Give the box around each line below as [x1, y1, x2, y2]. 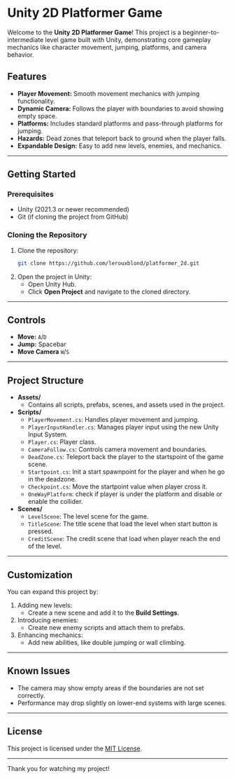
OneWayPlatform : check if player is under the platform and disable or [27, 490, 222, 498]
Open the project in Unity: [17, 272, 92, 281]
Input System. [27, 430, 69, 439]
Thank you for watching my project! [7, 764, 110, 772]
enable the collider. [27, 498, 83, 506]
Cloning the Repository [7, 230, 87, 240]
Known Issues [7, 665, 71, 677]
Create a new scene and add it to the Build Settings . [27, 608, 180, 617]
